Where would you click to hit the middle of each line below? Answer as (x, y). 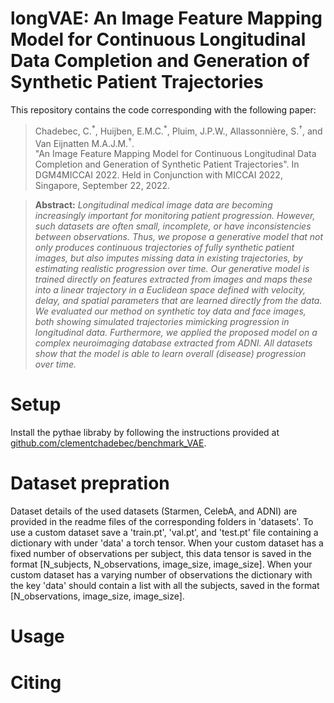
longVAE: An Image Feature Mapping (166, 18)
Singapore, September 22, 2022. (102, 186)
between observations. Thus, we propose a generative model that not (179, 237)
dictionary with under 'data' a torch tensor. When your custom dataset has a (167, 543)
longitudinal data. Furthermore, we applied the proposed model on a (176, 333)
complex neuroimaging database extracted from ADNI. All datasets (173, 343)
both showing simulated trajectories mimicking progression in (162, 322)
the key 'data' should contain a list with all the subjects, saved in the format (165, 586)
